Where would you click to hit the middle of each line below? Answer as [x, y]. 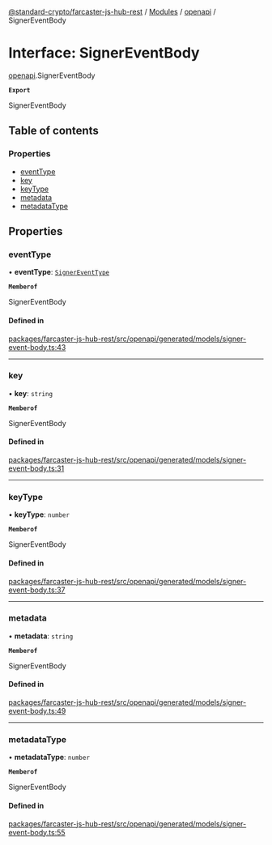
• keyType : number [39, 514]
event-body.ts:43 [37, 347]
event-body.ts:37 [37, 590]
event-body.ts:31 [36, 468]
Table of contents [53, 131]
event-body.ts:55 [37, 832]
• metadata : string [41, 636]
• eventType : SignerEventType [59, 272]
